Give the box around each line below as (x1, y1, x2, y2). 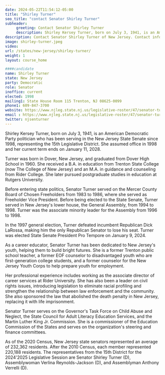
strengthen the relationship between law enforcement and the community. (5, 288, 155, 294)
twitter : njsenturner (5, 117, 50, 122)
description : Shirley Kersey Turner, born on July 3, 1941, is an (16, 30, 155, 35)
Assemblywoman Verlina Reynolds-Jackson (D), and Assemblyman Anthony (5, 359, 160, 365)
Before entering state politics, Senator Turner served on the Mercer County (5, 186, 157, 192)
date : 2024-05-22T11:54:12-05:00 (5, 7, 74, 12)
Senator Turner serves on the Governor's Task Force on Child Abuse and (5, 308, 152, 314)
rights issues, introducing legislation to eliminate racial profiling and (5, 283, 141, 289)
